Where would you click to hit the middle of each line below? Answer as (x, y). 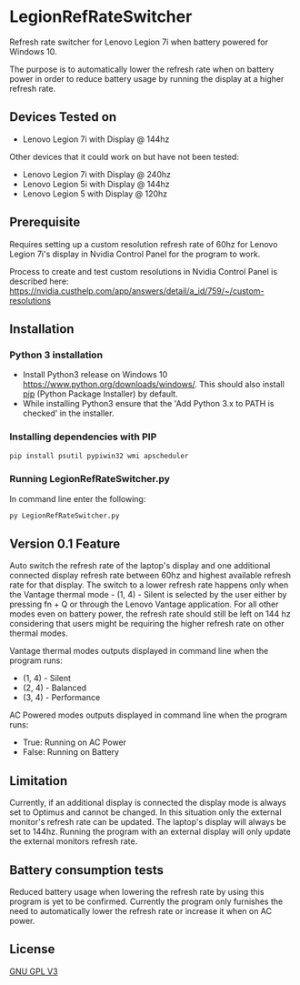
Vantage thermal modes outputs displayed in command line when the (139, 651)
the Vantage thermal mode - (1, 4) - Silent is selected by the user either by (148, 595)
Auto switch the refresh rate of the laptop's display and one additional (140, 566)
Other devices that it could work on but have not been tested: (124, 156)
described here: (39, 281)
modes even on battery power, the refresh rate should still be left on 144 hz (150, 614)
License (32, 949)
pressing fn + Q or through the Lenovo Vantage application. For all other (144, 604)
